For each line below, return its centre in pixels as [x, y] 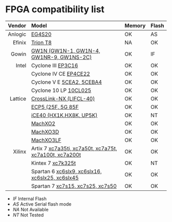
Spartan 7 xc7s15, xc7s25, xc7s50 [74, 186]
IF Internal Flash [30, 199]
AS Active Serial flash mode [42, 204]
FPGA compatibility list [55, 9]
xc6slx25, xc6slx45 [55, 178]
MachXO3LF [46, 140]
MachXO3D [45, 132]
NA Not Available [30, 209]
